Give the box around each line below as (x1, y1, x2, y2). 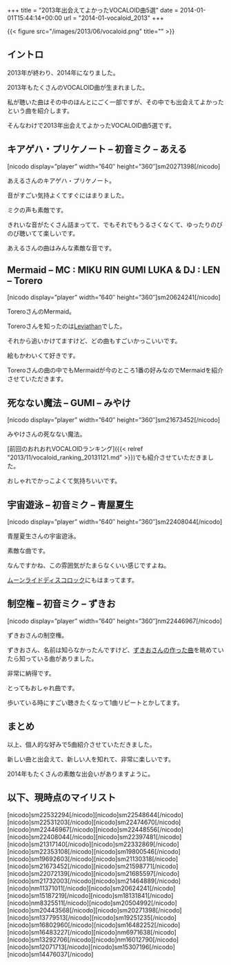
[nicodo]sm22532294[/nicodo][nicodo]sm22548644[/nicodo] (7, 810, 184, 819)
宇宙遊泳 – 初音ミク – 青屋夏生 (7, 499, 134, 510)
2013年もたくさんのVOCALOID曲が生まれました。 (7, 83, 149, 91)
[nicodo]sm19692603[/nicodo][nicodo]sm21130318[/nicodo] (7, 854, 178, 863)
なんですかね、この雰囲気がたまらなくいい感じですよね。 (7, 562, 170, 570)
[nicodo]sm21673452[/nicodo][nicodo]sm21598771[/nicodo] (7, 862, 179, 870)
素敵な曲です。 (7, 546, 50, 555)
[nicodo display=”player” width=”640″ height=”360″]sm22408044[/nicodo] (7, 517, 223, 526)
